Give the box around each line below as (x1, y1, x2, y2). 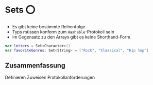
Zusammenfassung (5, 62, 66, 70)
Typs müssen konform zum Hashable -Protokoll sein (12, 29, 115, 34)
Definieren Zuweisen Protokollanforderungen (5, 74, 95, 80)
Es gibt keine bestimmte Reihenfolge (12, 23, 85, 30)
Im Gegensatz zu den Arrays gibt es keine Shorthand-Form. (12, 34, 132, 40)
